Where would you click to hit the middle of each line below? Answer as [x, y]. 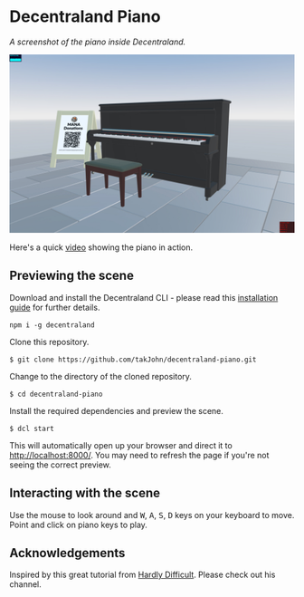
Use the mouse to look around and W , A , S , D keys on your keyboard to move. [152, 515]
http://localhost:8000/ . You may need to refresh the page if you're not [139, 455]
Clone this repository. [49, 342]
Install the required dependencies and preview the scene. [117, 410]
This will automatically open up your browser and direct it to [121, 445]
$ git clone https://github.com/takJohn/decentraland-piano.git [133, 360]
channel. [26, 584]
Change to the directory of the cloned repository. [101, 376]
